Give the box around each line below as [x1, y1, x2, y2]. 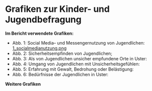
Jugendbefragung [5, 14, 82, 25]
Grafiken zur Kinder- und [5, 3, 110, 15]
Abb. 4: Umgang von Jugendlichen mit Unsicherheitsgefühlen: [12, 61, 140, 67]
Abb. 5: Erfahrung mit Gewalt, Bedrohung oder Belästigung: [12, 66, 134, 72]
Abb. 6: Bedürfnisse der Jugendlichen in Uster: [12, 71, 109, 77]
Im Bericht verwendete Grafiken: [5, 30, 74, 36]
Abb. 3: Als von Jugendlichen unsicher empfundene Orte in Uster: [12, 55, 147, 61]
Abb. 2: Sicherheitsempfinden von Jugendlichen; [12, 50, 112, 56]
